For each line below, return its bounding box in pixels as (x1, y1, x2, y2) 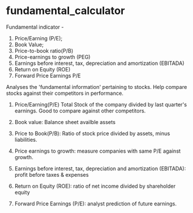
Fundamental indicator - (6, 23, 64, 30)
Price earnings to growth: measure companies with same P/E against (14, 147, 181, 154)
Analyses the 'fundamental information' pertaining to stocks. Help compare (6, 83, 187, 90)
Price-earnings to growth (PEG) (14, 53, 91, 60)
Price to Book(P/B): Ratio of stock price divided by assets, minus (14, 130, 171, 137)
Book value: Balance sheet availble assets (14, 118, 116, 125)
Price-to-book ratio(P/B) (14, 47, 74, 54)
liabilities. (14, 136, 37, 143)
